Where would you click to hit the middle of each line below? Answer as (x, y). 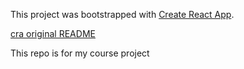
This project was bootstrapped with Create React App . (122, 14)
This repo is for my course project (80, 53)
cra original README (53, 33)
